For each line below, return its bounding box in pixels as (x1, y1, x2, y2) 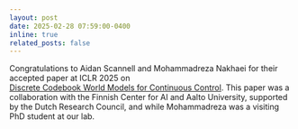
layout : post (9, 13, 59, 23)
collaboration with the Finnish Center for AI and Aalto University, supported (9, 92, 288, 103)
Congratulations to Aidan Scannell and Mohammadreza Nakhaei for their (9, 63, 278, 74)
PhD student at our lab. (9, 111, 95, 122)
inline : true (9, 30, 59, 39)
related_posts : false (9, 38, 91, 48)
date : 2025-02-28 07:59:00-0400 (9, 22, 131, 31)
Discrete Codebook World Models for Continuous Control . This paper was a (9, 82, 290, 93)
